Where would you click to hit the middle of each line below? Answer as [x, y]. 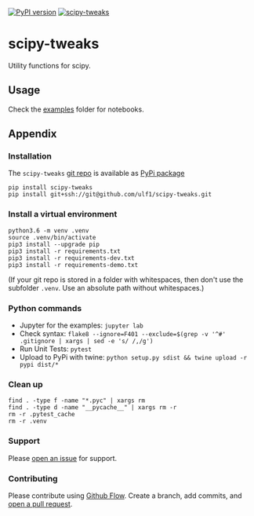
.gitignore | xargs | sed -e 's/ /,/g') [86, 342]
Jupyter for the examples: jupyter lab [81, 325]
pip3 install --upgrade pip [54, 244]
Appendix [33, 134]
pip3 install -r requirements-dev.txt [71, 258]
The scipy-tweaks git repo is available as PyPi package [96, 174]
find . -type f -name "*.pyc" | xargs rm [77, 401]
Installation [30, 156]
